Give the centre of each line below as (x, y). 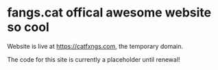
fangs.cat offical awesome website (109, 13)
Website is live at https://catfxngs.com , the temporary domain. (95, 46)
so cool (28, 27)
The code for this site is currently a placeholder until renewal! (94, 59)
